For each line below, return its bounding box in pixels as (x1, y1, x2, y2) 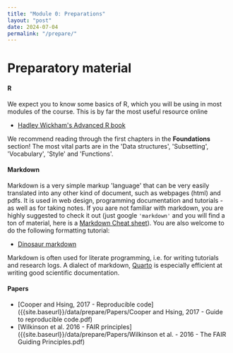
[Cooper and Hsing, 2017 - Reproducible (17, 300, 136, 309)
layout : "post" (7, 17, 52, 24)
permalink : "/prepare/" (7, 30, 78, 37)
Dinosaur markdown (17, 240, 77, 248)
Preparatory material (7, 61, 132, 76)
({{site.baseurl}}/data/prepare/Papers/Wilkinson (17, 330, 158, 339)
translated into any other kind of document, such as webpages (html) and (7, 188, 221, 197)
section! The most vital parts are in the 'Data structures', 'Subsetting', (7, 142, 209, 150)
